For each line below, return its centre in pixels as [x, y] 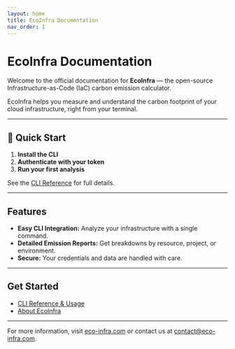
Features [27, 212]
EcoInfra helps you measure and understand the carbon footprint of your [112, 101]
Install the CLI [38, 155]
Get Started [33, 286]
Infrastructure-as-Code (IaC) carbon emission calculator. [89, 88]
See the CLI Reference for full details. [61, 183]
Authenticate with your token [61, 162]
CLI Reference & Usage [51, 303]
